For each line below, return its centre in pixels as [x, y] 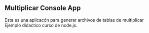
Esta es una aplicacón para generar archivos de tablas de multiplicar [74, 20]
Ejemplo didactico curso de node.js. [41, 25]
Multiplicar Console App [43, 8]
